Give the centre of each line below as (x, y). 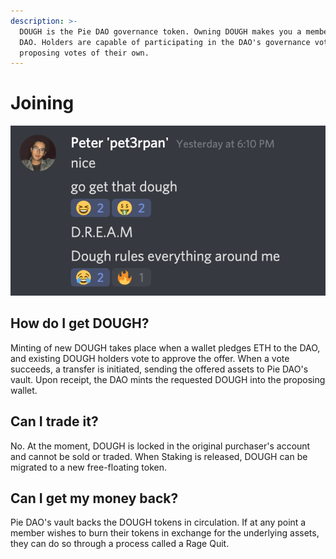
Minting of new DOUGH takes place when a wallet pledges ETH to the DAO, (165, 347)
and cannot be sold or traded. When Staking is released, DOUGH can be (159, 456)
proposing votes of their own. (84, 53)
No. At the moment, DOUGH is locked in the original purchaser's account (160, 446)
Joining (42, 103)
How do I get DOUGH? (80, 323)
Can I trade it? (54, 421)
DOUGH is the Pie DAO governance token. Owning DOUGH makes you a (160, 31)
